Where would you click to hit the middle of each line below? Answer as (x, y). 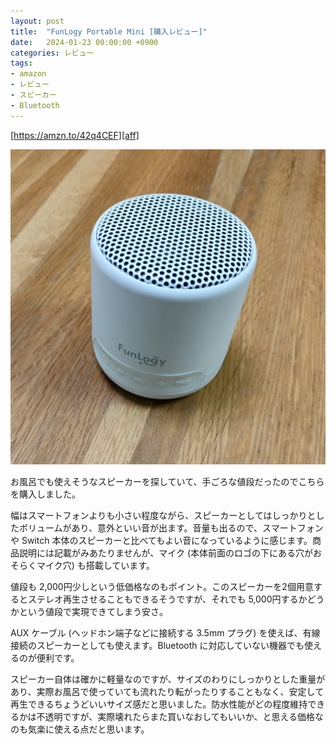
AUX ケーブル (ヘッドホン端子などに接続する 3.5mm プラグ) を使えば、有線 (165, 632)
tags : (21, 63)
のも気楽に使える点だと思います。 (80, 729)
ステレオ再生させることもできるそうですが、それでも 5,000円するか (167, 599)
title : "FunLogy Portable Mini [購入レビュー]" (109, 31)
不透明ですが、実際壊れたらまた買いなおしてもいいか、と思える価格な (180, 716)
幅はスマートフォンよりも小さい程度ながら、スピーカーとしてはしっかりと (163, 515)
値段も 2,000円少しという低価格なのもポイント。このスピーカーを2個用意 (162, 586)
